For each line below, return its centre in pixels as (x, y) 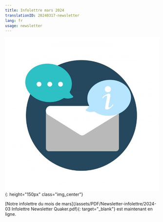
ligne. (10, 214)
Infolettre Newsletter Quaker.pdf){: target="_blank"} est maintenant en (82, 209)
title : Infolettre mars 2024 (35, 10)
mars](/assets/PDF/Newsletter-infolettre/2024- (109, 204)
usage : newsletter (24, 26)
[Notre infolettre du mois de (33, 204)
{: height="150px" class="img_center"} (44, 194)
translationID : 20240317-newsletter (42, 15)
